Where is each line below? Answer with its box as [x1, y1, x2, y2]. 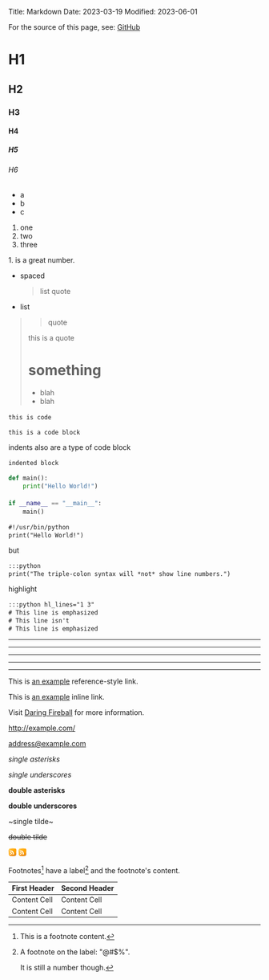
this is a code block [8, 428, 81, 436]
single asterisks [8, 754, 60, 764]
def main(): [8, 474, 48, 482]
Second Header [61, 884, 114, 893]
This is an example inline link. [8, 692, 106, 701]
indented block [8, 459, 59, 467]
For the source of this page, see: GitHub [8, 22, 141, 31]
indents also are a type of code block [8, 442, 131, 452]
